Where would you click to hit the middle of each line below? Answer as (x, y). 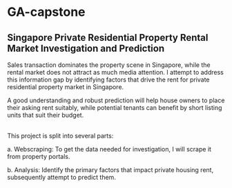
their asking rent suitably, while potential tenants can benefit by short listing (115, 107)
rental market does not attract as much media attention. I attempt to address (116, 72)
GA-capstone (46, 12)
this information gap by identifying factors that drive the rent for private (108, 79)
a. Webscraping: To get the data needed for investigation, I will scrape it (109, 149)
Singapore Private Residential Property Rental (108, 38)
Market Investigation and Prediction (86, 48)
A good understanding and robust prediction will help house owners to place (116, 100)
